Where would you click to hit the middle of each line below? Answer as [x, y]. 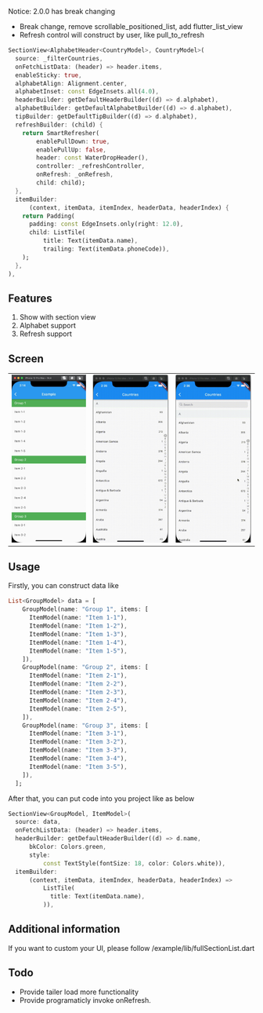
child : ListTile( [57, 232]
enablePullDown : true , [73, 141]
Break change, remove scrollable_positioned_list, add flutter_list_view [131, 26]
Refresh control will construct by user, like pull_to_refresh [112, 35]
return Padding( [49, 216]
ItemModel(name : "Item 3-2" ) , [78, 742]
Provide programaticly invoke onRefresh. [85, 1000]
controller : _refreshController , [91, 166]
